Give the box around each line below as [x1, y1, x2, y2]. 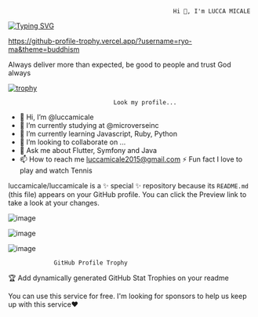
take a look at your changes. [8, 199, 100, 207]
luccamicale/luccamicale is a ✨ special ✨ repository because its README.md [8, 181, 249, 190]
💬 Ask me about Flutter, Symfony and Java [19, 146, 158, 155]
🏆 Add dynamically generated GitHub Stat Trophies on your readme [8, 273, 229, 282]
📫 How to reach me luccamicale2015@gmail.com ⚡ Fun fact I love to [19, 155, 243, 164]
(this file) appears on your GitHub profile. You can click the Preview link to [8, 190, 247, 199]
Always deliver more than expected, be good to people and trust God [8, 60, 231, 69]
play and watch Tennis [19, 166, 93, 175]
